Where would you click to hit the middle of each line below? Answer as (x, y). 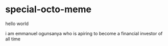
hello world (17, 24)
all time (13, 39)
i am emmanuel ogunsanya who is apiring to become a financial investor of (84, 33)
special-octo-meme (49, 9)
